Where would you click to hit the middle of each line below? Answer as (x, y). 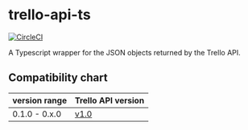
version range (39, 100)
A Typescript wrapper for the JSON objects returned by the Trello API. (125, 52)
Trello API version (110, 100)
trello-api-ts (50, 15)
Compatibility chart (58, 78)
